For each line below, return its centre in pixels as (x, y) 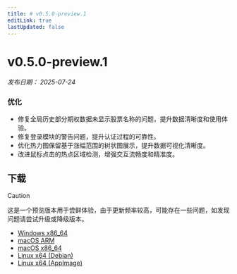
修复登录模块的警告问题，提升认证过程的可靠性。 (89, 136)
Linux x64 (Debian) (45, 256)
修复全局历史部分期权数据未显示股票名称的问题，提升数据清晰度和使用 (120, 119)
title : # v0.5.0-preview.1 (47, 14)
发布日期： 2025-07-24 (42, 82)
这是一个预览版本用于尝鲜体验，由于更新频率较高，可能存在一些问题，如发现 (119, 210)
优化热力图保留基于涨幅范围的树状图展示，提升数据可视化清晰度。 (113, 145)
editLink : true (30, 20)
